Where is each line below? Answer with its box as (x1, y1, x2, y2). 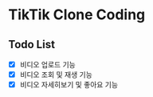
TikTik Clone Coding (8, 6, 146, 24)
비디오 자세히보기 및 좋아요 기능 (19, 80, 118, 90)
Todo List (8, 38, 56, 51)
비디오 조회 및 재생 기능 (19, 70, 93, 79)
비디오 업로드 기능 (19, 60, 76, 69)
